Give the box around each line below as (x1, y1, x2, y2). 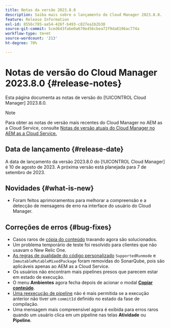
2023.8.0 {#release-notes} (5, 77, 122, 89)
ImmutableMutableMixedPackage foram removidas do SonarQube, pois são (12, 258, 165, 264)
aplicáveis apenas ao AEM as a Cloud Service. (12, 264, 110, 270)
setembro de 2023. (5, 169, 46, 175)
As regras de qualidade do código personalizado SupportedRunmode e (12, 252, 156, 259)
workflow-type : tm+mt (5, 31, 51, 36)
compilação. (12, 301, 39, 307)
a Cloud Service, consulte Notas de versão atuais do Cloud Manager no (5, 125, 155, 131)
